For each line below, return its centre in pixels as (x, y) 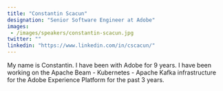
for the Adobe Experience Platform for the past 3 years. (86, 80)
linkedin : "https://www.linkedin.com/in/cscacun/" (81, 45)
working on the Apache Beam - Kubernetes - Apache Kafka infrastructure (112, 72)
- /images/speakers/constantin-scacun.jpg (72, 33)
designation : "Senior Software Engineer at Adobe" (81, 20)
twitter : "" (24, 39)
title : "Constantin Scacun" (47, 13)
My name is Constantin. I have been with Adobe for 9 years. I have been (109, 65)
